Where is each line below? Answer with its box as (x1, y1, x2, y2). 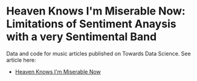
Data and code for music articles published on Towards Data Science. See (6, 50, 192, 57)
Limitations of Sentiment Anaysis (6, 17, 176, 31)
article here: (6, 56, 36, 63)
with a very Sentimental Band (6, 30, 157, 44)
